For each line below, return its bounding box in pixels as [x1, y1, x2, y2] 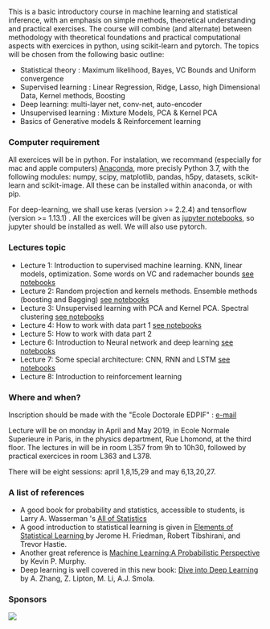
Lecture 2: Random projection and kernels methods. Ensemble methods [19, 286, 258, 296]
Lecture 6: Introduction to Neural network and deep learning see [19, 337, 234, 347]
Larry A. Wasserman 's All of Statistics [19, 514, 147, 523]
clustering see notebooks [19, 312, 104, 321]
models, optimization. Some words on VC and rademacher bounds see [19, 269, 255, 279]
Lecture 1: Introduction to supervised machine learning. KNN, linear [19, 260, 243, 270]
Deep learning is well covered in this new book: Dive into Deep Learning [19, 565, 259, 575]
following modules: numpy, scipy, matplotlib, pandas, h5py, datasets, [8, 172, 236, 182]
